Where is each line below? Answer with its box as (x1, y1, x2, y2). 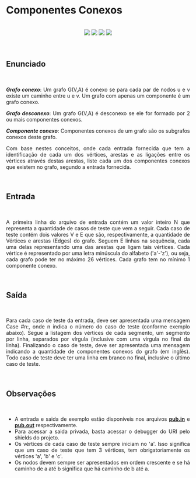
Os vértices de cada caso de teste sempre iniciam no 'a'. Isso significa (14, 441, 190, 448)
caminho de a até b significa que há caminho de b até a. (14, 465, 150, 472)
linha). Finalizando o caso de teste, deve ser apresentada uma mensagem (6, 342, 190, 349)
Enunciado (6, 59, 46, 69)
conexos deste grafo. (6, 133, 57, 140)
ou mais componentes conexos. (6, 116, 83, 123)
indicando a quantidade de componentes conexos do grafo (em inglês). (6, 348, 190, 355)
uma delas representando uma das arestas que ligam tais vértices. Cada (6, 243, 190, 250)
